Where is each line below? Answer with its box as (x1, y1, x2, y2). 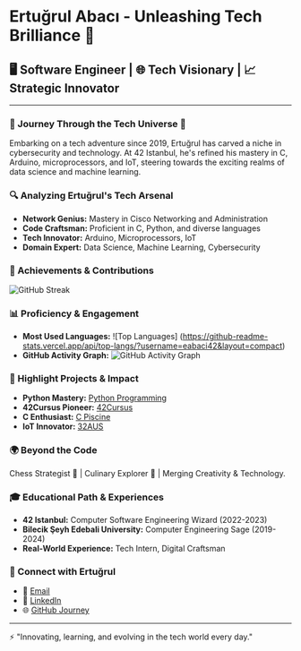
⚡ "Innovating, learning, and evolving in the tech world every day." (9, 631, 254, 642)
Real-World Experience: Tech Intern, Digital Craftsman (21, 544, 226, 554)
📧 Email (21, 586, 51, 596)
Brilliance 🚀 (9, 25, 96, 46)
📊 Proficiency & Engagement (9, 307, 140, 320)
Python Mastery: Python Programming (21, 392, 168, 404)
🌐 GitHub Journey (21, 604, 90, 615)
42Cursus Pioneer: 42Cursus (21, 402, 133, 413)
